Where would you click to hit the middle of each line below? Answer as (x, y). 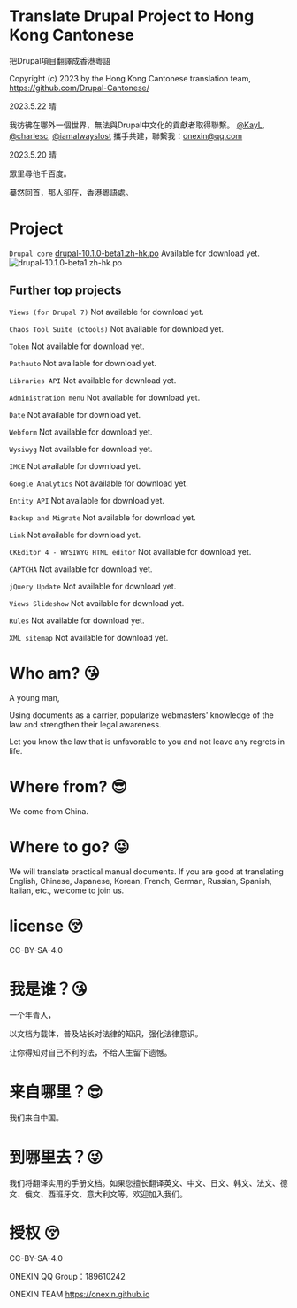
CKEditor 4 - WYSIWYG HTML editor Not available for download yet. (130, 551)
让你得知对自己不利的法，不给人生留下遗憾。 (91, 1053)
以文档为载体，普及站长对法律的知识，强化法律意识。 (106, 1034)
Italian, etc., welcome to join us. (67, 890)
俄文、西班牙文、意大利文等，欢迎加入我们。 (106, 1194)
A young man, (34, 697)
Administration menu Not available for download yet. (105, 397)
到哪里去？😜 (56, 1157)
